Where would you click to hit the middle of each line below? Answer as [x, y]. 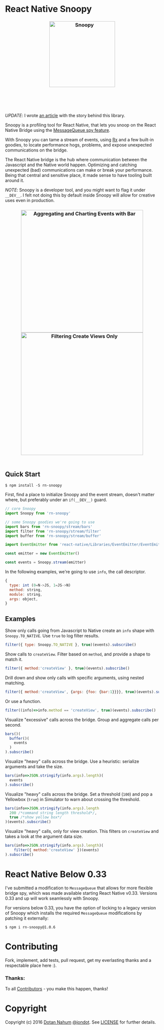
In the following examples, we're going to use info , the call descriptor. [76, 572]
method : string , [26, 590]
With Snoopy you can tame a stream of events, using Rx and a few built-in [80, 140]
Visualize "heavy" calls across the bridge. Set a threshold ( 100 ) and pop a [79, 794]
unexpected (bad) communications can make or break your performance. [79, 170]
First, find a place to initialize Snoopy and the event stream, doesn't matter [80, 495]
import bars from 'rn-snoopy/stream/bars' [49, 527]
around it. [15, 180]
